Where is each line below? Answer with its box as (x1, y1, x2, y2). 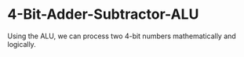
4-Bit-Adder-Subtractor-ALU (7, 5, 199, 23)
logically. (7, 39, 36, 48)
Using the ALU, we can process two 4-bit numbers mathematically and (7, 31, 236, 41)
